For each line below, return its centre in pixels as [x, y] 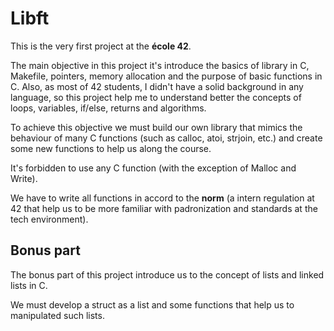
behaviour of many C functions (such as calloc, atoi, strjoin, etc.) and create [166, 138]
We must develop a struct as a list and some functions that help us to [152, 304]
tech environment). [49, 219]
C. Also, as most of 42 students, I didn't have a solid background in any [157, 86]
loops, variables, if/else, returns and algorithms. [108, 108]
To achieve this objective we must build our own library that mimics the [156, 127]
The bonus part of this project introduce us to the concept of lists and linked [167, 274]
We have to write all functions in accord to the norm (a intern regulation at [162, 198]
